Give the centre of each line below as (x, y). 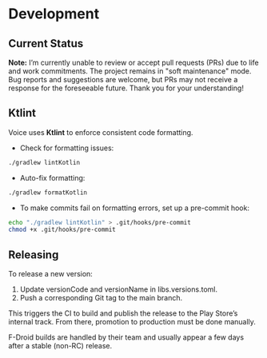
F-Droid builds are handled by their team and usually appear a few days (126, 337)
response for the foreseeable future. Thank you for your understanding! (126, 88)
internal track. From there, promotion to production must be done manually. (132, 322)
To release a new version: (51, 274)
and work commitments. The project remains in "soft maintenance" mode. (130, 71)
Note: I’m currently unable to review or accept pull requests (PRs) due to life (133, 62)
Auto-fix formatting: (52, 177)
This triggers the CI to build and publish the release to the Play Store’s (123, 313)
